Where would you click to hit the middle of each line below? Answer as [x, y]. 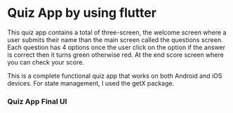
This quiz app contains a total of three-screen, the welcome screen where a [117, 32]
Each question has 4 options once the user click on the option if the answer [116, 47]
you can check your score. [46, 62]
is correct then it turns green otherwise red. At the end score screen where [116, 55]
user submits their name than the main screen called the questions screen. [115, 39]
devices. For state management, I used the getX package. [91, 83]
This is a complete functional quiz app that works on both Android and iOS [115, 76]
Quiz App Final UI [37, 101]
